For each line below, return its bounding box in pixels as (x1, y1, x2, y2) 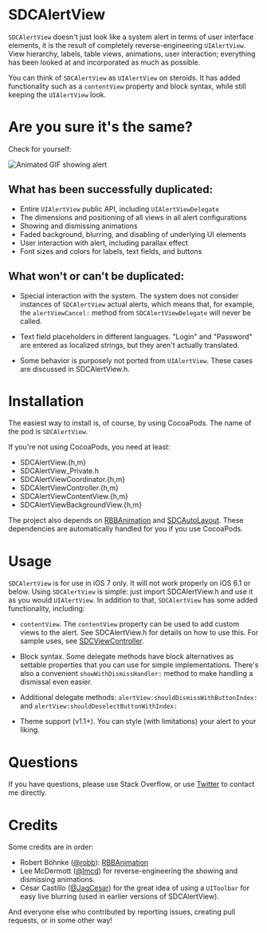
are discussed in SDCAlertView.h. (19, 364, 130, 374)
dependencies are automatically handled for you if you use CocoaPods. (8, 524, 243, 534)
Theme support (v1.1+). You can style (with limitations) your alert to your (19, 717, 257, 726)
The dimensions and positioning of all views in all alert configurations (19, 212, 247, 222)
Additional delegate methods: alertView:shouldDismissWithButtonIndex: (19, 693, 257, 702)
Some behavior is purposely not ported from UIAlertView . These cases (19, 355, 253, 365)
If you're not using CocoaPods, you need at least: (8, 442, 171, 452)
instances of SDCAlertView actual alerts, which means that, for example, (19, 299, 255, 309)
